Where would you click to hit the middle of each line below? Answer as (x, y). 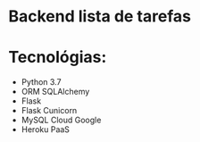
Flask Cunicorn (49, 111)
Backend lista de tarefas (100, 17)
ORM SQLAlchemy (55, 92)
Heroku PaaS (46, 129)
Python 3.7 (41, 82)
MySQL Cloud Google (61, 120)
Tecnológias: (58, 58)
